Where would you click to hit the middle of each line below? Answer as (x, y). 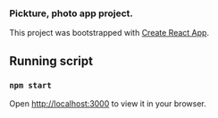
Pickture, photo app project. (71, 13)
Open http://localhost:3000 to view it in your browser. (108, 103)
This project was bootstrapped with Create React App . (109, 33)
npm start (30, 85)
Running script (51, 61)
